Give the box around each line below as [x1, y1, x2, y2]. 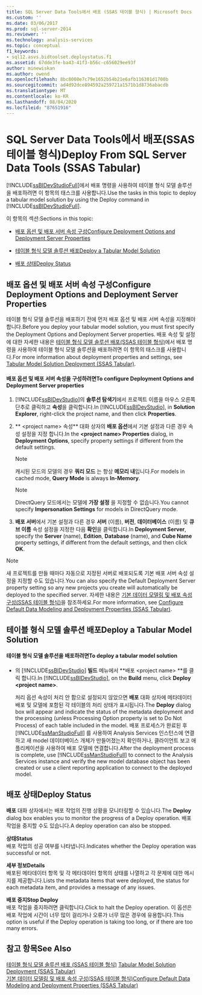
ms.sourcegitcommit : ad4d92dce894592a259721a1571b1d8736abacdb [6, 82, 169, 88]
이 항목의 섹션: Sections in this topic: [6, 215, 93, 222]
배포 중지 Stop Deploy [6, 896, 58, 903]
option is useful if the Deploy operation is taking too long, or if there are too [6, 918, 193, 925]
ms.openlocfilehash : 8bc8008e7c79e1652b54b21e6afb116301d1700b [6, 76, 169, 82]
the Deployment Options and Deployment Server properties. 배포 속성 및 [6, 331, 185, 338]
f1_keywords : [6, 48, 39, 55]
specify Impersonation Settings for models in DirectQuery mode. [14, 506, 178, 513]
